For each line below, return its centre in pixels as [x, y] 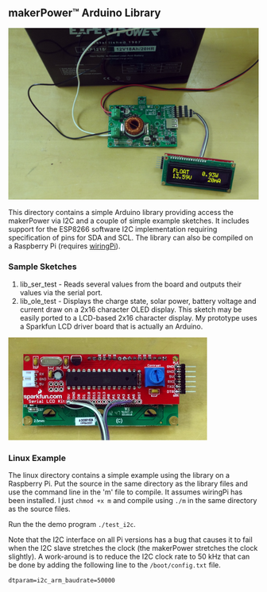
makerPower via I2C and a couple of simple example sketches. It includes [129, 221]
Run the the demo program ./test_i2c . [72, 524]
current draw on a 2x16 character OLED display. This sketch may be [131, 309]
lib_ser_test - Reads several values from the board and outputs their [131, 284]
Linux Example [37, 458]
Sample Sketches [43, 267]
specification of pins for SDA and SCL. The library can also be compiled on [131, 238]
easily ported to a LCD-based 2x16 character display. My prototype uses [138, 317]
